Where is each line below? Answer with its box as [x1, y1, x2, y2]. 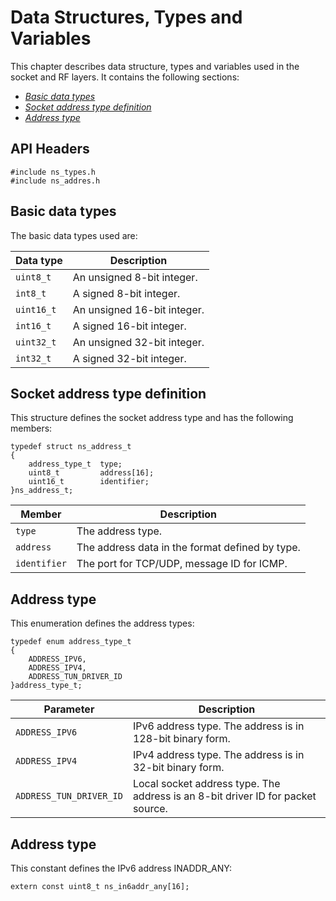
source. [132, 802, 168, 816]
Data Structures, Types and [10, 6, 243, 29]
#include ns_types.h [10, 167, 97, 177]
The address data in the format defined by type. [76, 541, 301, 555]
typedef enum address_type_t [10, 637, 132, 647]
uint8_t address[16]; [28, 468, 155, 478]
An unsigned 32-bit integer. [72, 335, 205, 349]
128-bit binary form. [132, 732, 231, 746]
